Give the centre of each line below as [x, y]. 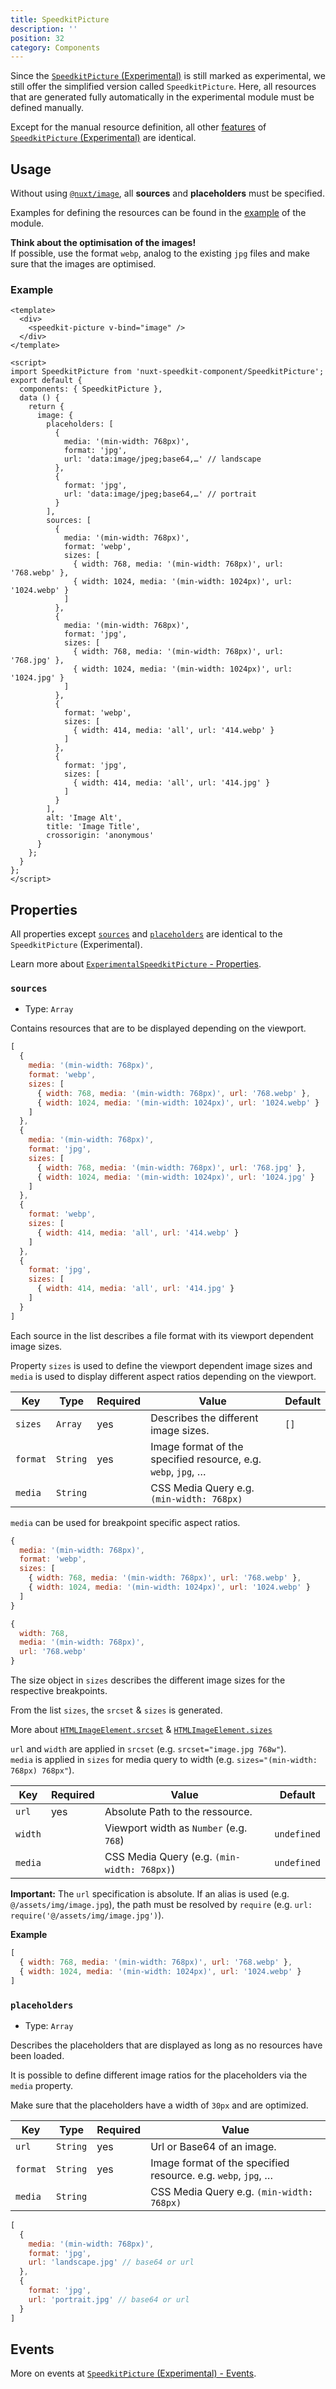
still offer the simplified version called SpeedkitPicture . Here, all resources [163, 87]
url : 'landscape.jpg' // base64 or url [111, 2262]
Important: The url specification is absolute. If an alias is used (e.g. [150, 1894]
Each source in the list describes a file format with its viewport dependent [162, 1335]
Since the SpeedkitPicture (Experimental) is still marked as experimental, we [168, 76]
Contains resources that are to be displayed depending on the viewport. [158, 1028]
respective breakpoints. [59, 1691]
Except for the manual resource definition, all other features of [138, 127]
